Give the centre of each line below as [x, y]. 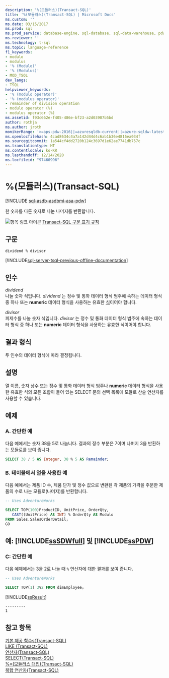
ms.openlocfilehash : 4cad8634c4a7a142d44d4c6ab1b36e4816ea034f [73, 137]
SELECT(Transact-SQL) [30, 658]
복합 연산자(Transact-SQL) [32, 670]
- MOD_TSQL [17, 76]
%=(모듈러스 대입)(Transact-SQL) [39, 664]
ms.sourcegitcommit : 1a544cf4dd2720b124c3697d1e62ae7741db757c [73, 141]
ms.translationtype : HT [30, 146]
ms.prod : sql [19, 29]
